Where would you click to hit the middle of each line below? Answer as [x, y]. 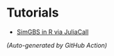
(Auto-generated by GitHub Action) [57, 45]
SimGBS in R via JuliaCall [52, 32]
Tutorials [33, 13]
